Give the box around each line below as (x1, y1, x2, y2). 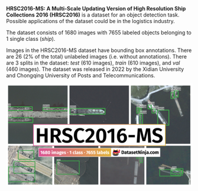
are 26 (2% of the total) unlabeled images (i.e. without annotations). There (6, 53, 187, 60)
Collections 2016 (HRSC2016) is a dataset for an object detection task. (6, 11, 180, 18)
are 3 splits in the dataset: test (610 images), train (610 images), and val (6, 59, 180, 66)
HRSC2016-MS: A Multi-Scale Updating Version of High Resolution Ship (6, 5, 186, 12)
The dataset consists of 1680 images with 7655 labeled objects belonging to (6, 29, 192, 36)
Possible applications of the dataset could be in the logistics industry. (6, 18, 176, 24)
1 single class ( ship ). (6, 35, 56, 42)
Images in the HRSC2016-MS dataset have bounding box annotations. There (6, 47, 192, 54)
